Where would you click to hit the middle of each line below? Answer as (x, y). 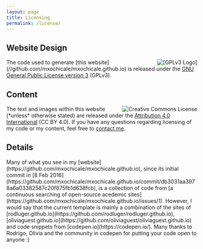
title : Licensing (28, 18)
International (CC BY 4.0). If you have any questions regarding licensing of (99, 122)
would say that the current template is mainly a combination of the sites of (99, 207)
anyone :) (18, 239)
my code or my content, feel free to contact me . (66, 128)
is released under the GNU (161, 69)
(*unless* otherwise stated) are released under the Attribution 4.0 (88, 115)
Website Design (37, 48)
